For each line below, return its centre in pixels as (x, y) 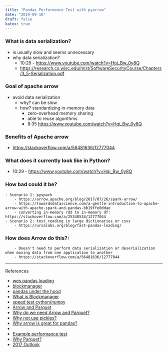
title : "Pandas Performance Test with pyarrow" (56, 10)
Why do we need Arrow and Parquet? (51, 312)
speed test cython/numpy (39, 302)
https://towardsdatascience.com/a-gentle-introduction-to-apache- (89, 203)
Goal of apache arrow (32, 86)
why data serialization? (36, 57)
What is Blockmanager (35, 297)
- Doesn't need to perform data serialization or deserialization (85, 248)
